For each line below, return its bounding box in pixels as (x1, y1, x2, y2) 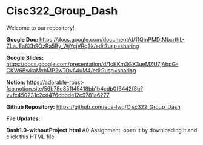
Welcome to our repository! (6, 24, 75, 31)
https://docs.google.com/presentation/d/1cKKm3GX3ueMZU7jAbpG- (6, 60, 179, 68)
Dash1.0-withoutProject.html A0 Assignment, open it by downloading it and (6, 126, 198, 134)
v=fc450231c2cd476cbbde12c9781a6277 (6, 91, 110, 98)
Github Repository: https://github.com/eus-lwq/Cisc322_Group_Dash (6, 103, 181, 110)
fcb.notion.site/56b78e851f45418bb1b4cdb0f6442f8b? (6, 85, 144, 92)
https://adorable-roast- (27, 79, 85, 86)
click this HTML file (6, 133, 55, 140)
